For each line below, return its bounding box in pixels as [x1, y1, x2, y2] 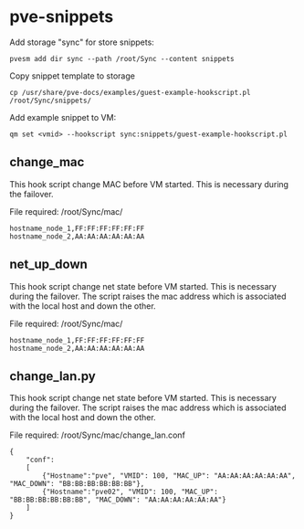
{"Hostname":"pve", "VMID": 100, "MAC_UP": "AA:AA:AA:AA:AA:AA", [42, 471, 297, 481]
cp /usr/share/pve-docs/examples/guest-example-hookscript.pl [9, 88, 251, 97]
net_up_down [9, 257, 89, 272]
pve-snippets [9, 6, 114, 27]
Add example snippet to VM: [9, 111, 117, 122]
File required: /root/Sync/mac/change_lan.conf [9, 429, 185, 440]
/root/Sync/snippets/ [9, 96, 92, 105]
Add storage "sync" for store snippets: [9, 37, 155, 48]
